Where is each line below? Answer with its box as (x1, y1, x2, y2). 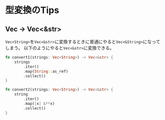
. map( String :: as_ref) (23, 68, 69, 74)
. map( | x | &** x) (23, 101, 55, 106)
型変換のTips (5, 4, 59, 16)
